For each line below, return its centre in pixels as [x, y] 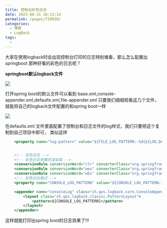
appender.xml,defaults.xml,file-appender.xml [51, 100]
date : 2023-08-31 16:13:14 [33, 14]
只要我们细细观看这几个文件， [128, 100]
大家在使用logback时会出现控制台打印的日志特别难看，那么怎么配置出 [77, 57]
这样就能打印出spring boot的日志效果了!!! [47, 221]
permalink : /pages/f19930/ [33, 19]
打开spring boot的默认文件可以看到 [41, 94]
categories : [17, 24]
